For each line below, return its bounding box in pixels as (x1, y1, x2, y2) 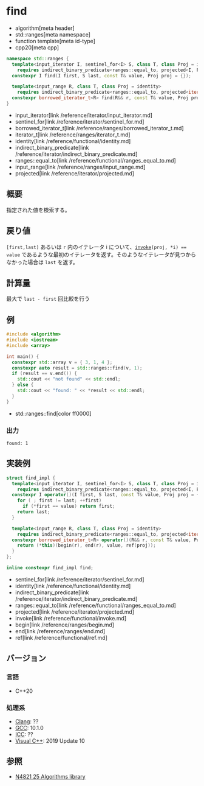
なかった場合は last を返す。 (6, 258, 79, 265)
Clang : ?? (15, 717, 39, 725)
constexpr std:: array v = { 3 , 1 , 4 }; (12, 359, 113, 365)
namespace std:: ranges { (6, 55, 69, 61)
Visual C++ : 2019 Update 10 (15, 737, 85, 744)
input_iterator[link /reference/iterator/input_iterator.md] (15, 111, 153, 119)
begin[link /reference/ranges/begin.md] (15, 621, 114, 628)
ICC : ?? (15, 731, 33, 738)
